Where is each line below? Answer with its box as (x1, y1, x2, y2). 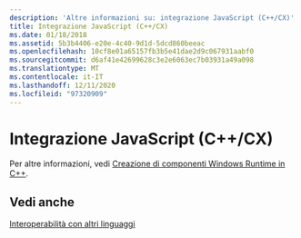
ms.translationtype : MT (9, 64, 100, 74)
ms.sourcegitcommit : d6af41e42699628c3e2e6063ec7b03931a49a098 (9, 55, 255, 64)
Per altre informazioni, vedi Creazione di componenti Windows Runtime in (9, 158, 286, 169)
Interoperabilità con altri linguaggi (9, 219, 135, 230)
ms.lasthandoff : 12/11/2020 (9, 81, 116, 90)
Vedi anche (9, 194, 75, 210)
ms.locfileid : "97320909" (9, 89, 107, 98)
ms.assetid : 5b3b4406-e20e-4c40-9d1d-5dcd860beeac (9, 38, 206, 48)
